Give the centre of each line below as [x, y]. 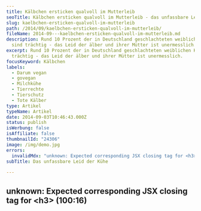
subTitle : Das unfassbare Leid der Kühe [57, 162]
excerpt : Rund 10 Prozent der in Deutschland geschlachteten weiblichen [99, 51]
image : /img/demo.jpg [33, 145]
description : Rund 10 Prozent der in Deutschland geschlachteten [89, 39]
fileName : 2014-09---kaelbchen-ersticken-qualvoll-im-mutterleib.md [93, 34]
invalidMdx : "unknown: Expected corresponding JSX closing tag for [98, 156]
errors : [16, 150]
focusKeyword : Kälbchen [36, 61]
